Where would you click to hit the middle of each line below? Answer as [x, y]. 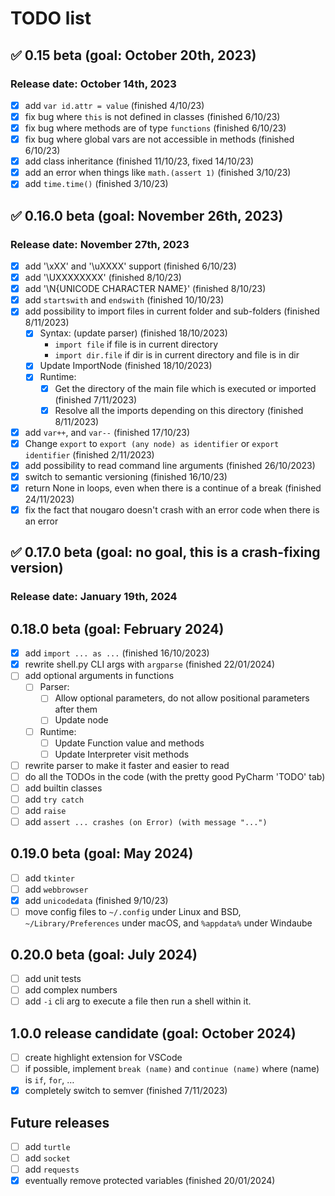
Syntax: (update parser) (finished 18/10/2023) [133, 333]
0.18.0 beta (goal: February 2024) [117, 628]
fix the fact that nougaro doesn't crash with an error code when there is [172, 509]
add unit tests [53, 978]
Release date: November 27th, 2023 [100, 244]
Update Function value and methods [129, 743]
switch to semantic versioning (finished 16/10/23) [126, 476]
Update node [81, 720]
